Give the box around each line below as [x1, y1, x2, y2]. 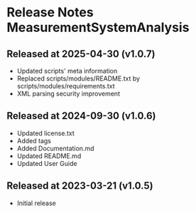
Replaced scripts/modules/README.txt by [16, 74, 140, 83]
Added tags [16, 136, 51, 145]
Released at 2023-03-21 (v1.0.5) [6, 180, 153, 192]
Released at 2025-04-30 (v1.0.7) [6, 48, 156, 60]
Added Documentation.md [16, 144, 94, 152]
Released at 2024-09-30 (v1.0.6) [6, 110, 156, 122]
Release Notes [6, 4, 94, 21]
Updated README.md [16, 151, 82, 160]
